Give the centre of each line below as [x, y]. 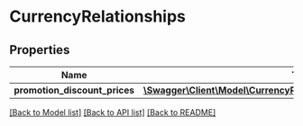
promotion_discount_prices [74, 90]
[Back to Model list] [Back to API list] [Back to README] [113, 112]
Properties [40, 50]
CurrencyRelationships [98, 17]
